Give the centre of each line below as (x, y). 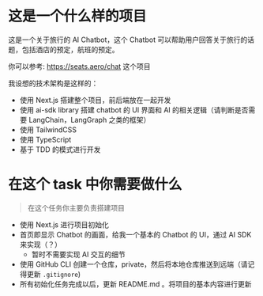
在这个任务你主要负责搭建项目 (76, 207)
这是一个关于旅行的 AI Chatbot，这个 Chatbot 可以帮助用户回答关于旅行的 (128, 40)
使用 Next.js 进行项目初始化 (64, 224)
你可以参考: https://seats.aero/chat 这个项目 (80, 66)
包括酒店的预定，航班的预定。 (70, 49)
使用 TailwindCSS (48, 129)
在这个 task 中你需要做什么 (95, 185)
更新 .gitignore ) (54, 274)
